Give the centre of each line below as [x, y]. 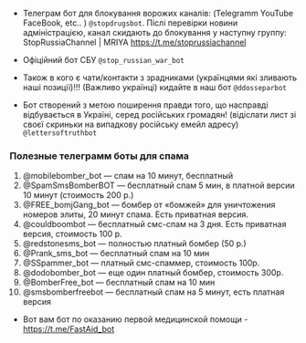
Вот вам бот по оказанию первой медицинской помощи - [135, 319]
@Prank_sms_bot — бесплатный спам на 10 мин [116, 254]
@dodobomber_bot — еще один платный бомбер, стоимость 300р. [153, 273]
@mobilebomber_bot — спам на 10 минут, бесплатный [128, 176]
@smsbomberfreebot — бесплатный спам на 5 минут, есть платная [153, 292]
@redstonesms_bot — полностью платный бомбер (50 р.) [134, 244]
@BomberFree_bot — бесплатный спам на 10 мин [119, 283]
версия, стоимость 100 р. [72, 234]
